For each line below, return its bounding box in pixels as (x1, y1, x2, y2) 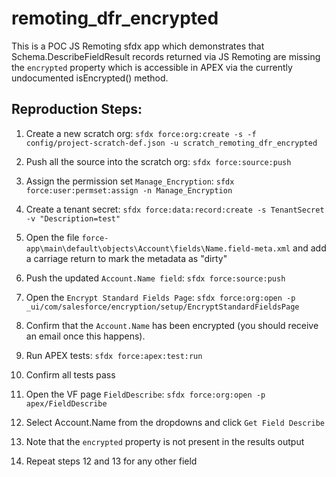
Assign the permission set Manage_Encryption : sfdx (25, 175, 235, 187)
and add (292, 242, 327, 254)
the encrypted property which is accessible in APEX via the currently (11, 61, 293, 73)
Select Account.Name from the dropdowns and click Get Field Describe (25, 416, 326, 428)
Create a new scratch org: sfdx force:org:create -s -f (25, 127, 257, 139)
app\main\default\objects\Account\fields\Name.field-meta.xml (25, 243, 291, 254)
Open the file (25, 231, 80, 243)
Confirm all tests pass (25, 368, 116, 381)
